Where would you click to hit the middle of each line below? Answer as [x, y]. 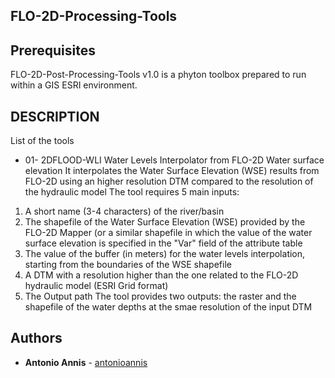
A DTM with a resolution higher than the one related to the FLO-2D [161, 275]
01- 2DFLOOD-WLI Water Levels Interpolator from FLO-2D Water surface [174, 160]
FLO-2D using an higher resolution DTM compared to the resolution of [169, 181]
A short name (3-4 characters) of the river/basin [124, 211]
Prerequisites [53, 50]
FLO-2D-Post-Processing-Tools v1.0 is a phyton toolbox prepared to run [158, 75]
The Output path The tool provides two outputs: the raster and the [160, 296]
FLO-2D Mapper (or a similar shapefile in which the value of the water [168, 233]
